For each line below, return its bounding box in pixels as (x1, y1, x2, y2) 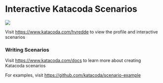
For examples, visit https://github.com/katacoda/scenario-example (5, 72, 141, 78)
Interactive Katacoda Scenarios (5, 3, 137, 15)
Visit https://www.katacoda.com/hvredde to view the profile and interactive (5, 28, 158, 35)
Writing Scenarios (5, 46, 49, 53)
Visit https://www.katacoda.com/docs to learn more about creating (5, 57, 141, 63)
